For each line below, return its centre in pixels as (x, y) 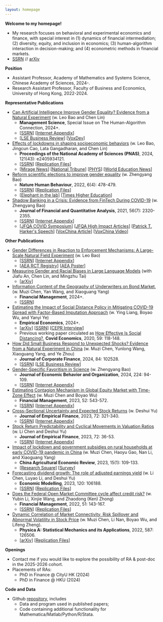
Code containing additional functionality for (63, 609)
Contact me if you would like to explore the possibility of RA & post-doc (84, 559)
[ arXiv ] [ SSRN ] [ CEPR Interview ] (52, 328)
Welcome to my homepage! (33, 23)
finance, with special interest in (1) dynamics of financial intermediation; (84, 38)
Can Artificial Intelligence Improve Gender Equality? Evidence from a (81, 112)
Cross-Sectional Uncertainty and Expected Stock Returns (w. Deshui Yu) (85, 410)
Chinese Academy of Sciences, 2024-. (51, 83)
